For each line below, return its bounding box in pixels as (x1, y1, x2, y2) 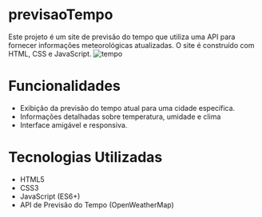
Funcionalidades (8, 77, 121, 95)
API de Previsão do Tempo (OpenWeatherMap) (19, 199, 174, 209)
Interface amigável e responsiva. (19, 120, 128, 129)
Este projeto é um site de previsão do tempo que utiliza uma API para (8, 32, 236, 41)
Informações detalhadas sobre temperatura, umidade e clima (19, 112, 221, 121)
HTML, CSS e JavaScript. (8, 49, 92, 58)
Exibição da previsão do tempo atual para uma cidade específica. (19, 103, 236, 112)
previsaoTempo (8, 6, 113, 24)
